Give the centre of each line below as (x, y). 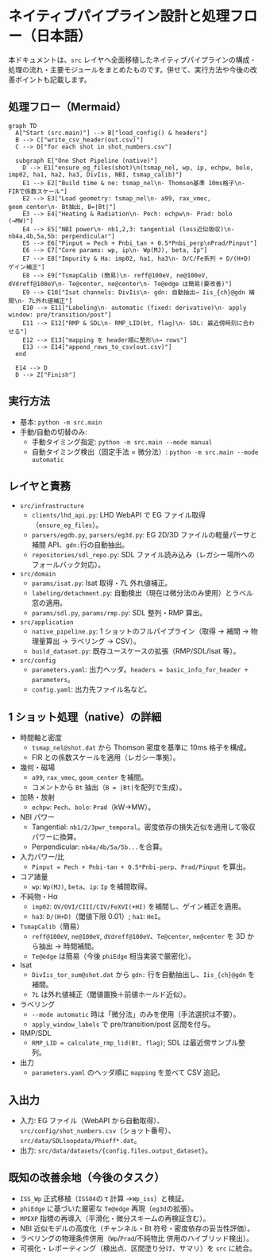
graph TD (23, 126)
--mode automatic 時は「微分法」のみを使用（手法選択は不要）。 (136, 1014)
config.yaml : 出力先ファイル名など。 (91, 689)
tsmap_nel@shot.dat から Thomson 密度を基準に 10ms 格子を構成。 (141, 747)
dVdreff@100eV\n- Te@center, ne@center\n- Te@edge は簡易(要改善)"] (120, 284)
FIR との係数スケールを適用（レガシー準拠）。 (106, 758)
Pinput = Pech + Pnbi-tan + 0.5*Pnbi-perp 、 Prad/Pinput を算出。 (141, 866)
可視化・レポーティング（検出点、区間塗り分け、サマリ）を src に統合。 (138, 1248)
